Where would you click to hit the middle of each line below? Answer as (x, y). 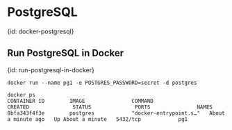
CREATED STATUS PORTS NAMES (110, 107)
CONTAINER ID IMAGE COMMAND (81, 101)
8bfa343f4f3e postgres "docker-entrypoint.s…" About (116, 113)
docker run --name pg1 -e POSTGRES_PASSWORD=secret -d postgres (102, 83)
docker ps (22, 95)
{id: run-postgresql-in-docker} (51, 70)
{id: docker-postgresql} (41, 31)
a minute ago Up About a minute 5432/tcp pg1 (98, 119)
